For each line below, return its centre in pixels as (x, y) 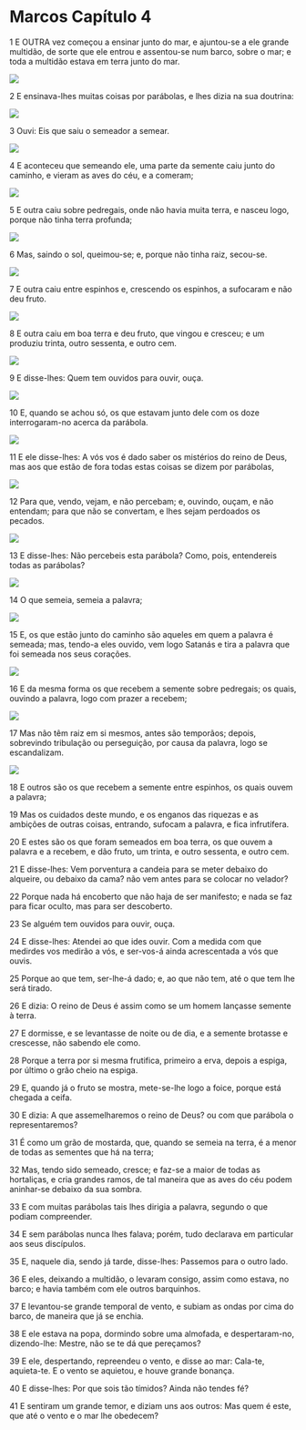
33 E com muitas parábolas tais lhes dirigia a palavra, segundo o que (139, 1206)
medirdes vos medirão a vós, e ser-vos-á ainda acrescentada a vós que (144, 951)
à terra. (23, 1015)
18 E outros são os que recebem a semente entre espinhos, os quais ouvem (151, 787)
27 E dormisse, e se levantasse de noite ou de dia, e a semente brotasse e (149, 1033)
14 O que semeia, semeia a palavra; (76, 599)
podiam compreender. (51, 1216)
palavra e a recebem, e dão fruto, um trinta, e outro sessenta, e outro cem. (149, 851)
